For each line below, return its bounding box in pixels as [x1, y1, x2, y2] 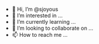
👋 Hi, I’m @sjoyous [11, 6, 59, 12]
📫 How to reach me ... [11, 32, 68, 38]
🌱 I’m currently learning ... [11, 18, 76, 25]
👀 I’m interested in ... [11, 12, 63, 19]
